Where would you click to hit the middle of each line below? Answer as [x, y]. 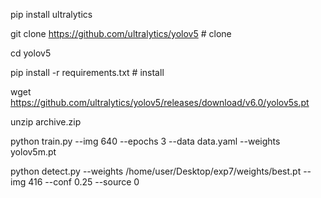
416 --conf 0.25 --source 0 [84, 182]
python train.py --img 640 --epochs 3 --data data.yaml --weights [145, 141]
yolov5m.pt [33, 152]
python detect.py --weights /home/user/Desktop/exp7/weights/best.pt [156, 171]
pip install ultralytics [51, 14]
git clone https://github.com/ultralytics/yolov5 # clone [121, 33]
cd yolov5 [31, 53]
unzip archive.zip [46, 122]
